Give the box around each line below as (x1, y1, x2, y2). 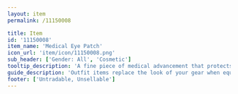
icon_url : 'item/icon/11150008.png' (7, 49, 115, 57)
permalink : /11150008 (7, 17, 72, 24)
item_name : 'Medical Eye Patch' (7, 43, 103, 50)
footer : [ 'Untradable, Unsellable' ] (7, 76, 115, 83)
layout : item (7, 10, 46, 18)
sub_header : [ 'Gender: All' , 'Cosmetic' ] (7, 56, 132, 64)
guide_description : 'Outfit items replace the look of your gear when (7, 69, 220, 76)
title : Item (7, 30, 42, 37)
